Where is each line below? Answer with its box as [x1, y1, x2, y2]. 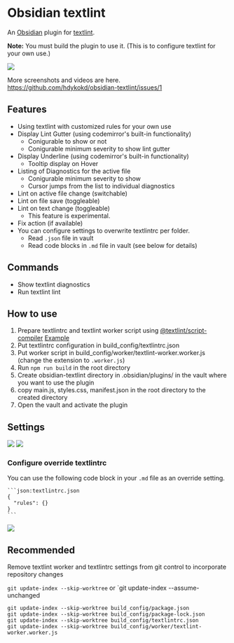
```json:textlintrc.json [7, 488, 80, 495]
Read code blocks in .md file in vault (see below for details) [27, 241, 198, 249]
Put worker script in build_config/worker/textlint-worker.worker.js [17, 349, 205, 357]
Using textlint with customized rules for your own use [17, 122, 172, 130]
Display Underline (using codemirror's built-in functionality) [17, 152, 189, 160]
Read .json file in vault [27, 233, 94, 242]
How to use [7, 307, 57, 319]
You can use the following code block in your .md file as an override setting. [7, 474, 226, 483]
